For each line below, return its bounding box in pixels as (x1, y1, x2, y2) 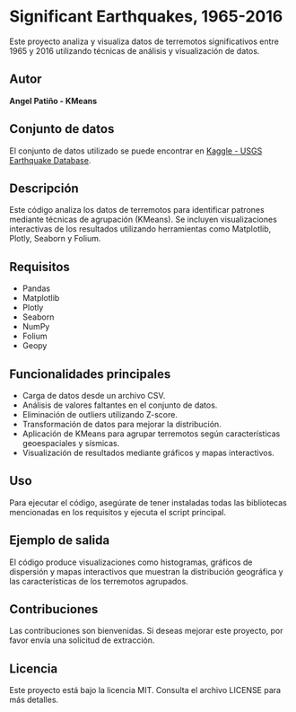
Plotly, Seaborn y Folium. (9, 233, 101, 244)
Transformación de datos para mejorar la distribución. (22, 419, 222, 429)
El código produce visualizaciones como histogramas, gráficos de (9, 557, 253, 567)
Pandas (22, 283, 51, 294)
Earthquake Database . (9, 154, 91, 165)
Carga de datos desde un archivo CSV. (22, 391, 166, 400)
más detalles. (9, 694, 59, 706)
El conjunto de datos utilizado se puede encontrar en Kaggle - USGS (9, 145, 263, 156)
